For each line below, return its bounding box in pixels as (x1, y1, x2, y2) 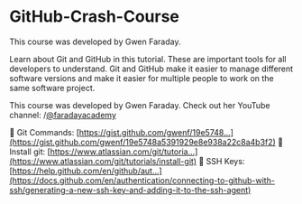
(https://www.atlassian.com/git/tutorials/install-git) (9, 155, 197, 166)
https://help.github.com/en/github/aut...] (12, 165, 162, 176)
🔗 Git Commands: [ (9, 126, 79, 137)
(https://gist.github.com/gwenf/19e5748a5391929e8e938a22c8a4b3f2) (9, 136, 277, 147)
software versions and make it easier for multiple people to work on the (9, 72, 274, 83)
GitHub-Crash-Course (9, 6, 180, 27)
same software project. (9, 82, 96, 93)
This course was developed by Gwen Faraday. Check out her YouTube (9, 99, 270, 110)
